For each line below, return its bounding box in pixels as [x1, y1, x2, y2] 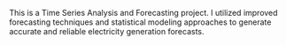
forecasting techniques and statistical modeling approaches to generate [9, 17, 272, 27]
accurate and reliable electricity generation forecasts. [9, 26, 205, 36]
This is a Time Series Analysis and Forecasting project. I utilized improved [9, 8, 278, 18]
